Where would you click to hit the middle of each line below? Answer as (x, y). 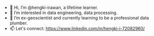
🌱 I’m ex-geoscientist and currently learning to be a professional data (79, 18)
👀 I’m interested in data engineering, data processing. (64, 13)
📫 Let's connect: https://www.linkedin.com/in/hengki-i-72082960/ (77, 28)
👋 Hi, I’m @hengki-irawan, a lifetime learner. (54, 8)
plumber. (19, 23)
